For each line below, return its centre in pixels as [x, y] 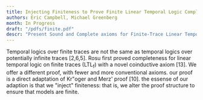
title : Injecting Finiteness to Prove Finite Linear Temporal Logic [94, 12]
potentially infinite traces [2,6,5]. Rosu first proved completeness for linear [99, 58]
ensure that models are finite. [43, 92]
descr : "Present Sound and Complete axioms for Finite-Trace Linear [94, 35]
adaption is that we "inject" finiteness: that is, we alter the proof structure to [101, 85]
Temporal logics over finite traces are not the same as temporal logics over [99, 52]
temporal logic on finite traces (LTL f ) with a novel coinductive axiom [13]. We [101, 65]
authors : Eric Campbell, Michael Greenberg [62, 18]
